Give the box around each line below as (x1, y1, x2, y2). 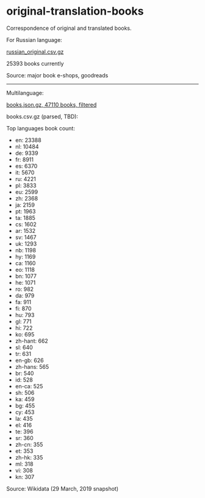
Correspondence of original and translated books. (6, 24, 132, 32)
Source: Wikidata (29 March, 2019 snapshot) (6, 485, 119, 492)
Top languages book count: (6, 124, 75, 132)
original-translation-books (6, 4, 144, 18)
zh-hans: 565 (15, 363, 49, 370)
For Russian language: (6, 36, 62, 43)
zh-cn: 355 (15, 441, 43, 448)
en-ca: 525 (15, 382, 43, 390)
